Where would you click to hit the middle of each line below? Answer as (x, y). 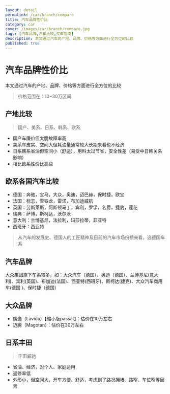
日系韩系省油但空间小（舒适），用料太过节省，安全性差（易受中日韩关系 (87, 151)
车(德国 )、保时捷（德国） (32, 288)
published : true (22, 43)
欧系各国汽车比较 (32, 181)
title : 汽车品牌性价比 (27, 19)
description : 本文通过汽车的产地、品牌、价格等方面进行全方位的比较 (69, 39)
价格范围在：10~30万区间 (44, 96)
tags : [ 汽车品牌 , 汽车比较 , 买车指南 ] (39, 34)
